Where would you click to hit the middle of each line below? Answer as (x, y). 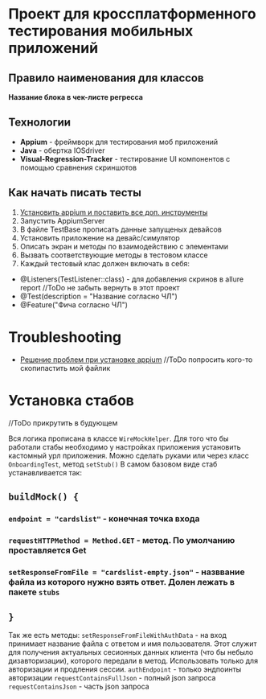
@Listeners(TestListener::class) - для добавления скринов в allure (131, 279)
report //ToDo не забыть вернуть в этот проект (100, 287)
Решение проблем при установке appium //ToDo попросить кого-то (136, 360)
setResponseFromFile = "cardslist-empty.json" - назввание (127, 572)
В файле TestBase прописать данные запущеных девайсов (121, 229)
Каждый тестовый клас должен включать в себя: (105, 263)
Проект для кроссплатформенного (133, 14)
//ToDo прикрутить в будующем (63, 422)
